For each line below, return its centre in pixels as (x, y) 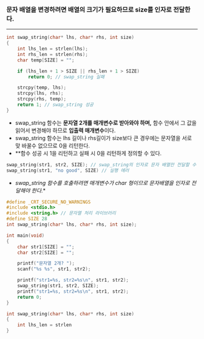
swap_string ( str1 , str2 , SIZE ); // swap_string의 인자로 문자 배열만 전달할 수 (101, 165)
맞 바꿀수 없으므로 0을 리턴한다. (52, 145)
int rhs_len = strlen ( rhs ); (53, 54)
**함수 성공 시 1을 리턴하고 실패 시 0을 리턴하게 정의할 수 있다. (88, 153)
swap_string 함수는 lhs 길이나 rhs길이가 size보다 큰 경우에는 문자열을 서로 (104, 138)
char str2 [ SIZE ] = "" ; (46, 253)
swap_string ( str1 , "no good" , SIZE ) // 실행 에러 (68, 170)
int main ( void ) (25, 236)
